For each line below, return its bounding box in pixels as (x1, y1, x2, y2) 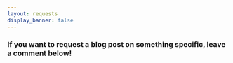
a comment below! (7, 48, 72, 58)
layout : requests (7, 10, 58, 17)
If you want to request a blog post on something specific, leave (7, 40, 226, 50)
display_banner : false (7, 17, 74, 24)
